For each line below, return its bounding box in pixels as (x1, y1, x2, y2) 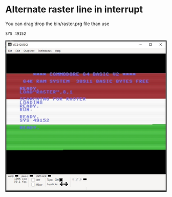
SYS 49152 (5, 31, 27, 36)
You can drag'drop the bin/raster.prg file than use (5, 21, 110, 27)
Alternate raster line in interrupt (5, 4, 143, 15)
